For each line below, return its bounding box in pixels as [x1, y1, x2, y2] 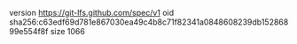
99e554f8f [9, 26, 49, 36]
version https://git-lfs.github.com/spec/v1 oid [9, 8, 175, 18]
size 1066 [50, 26, 86, 36]
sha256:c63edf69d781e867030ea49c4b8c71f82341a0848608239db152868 [9, 17, 289, 27]
